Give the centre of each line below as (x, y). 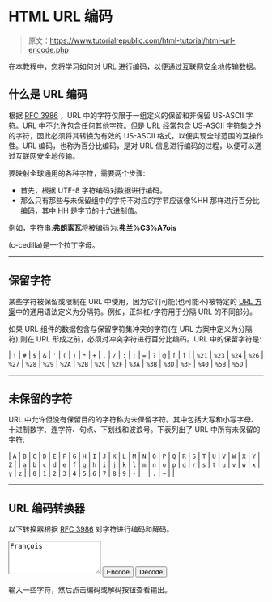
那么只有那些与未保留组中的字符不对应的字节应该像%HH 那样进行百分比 (140, 200)
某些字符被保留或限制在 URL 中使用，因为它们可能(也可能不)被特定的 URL (131, 301)
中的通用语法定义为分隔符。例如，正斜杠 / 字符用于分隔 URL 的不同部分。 (136, 312)
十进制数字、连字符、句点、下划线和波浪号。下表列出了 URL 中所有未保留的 (134, 430)
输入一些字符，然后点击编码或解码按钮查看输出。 (90, 590)
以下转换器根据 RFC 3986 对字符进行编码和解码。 (91, 529)
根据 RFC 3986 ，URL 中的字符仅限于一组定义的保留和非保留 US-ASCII (126, 115)
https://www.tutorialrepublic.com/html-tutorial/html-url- (142, 40)
